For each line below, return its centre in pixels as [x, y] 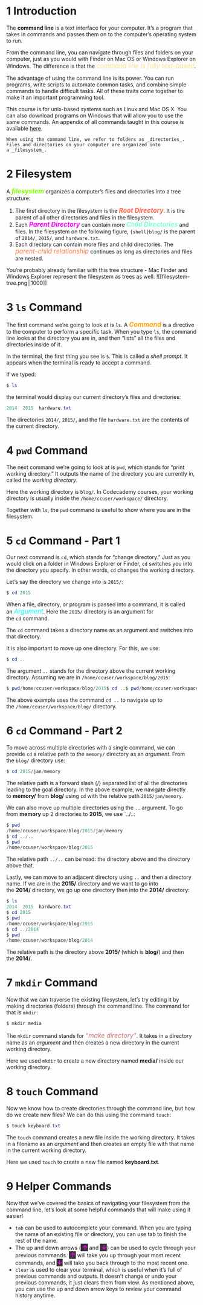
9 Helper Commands [59, 1187]
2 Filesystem [39, 174]
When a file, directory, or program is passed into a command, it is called [96, 604]
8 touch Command [52, 1092]
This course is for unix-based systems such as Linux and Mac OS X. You [97, 109]
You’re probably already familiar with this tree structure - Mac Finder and [97, 270]
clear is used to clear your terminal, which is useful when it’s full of [98, 1269]
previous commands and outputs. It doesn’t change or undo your [96, 1276]
